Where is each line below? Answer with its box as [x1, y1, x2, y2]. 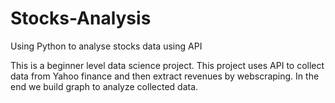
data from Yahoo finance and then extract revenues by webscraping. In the [10, 70, 320, 82]
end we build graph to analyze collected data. [10, 80, 199, 92]
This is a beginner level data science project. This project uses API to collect [10, 59, 325, 71]
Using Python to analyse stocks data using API [10, 40, 203, 52]
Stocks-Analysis [10, 7, 152, 30]
